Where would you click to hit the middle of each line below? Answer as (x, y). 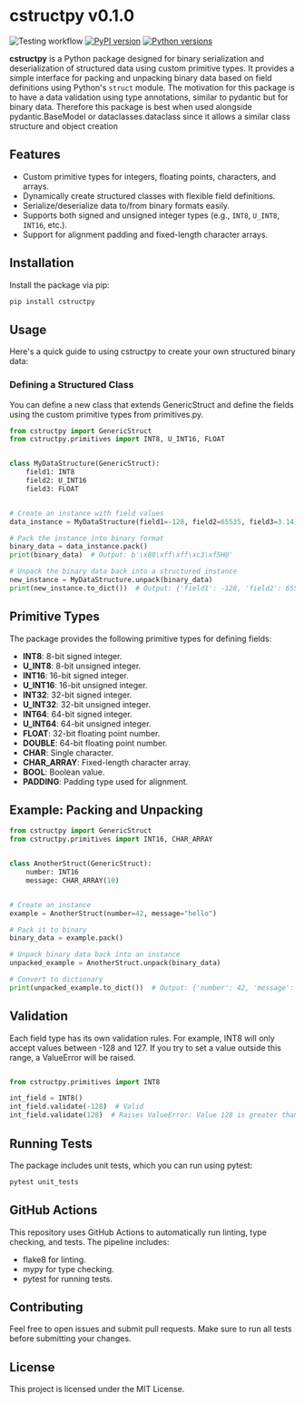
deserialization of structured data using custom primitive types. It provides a (152, 68)
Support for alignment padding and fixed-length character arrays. (145, 234)
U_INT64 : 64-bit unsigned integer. (87, 724)
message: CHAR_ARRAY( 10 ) (73, 880)
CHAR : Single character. (68, 752)
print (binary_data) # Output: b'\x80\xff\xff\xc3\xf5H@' (121, 555)
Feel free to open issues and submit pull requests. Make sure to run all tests (151, 1329)
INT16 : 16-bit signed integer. (75, 675)
